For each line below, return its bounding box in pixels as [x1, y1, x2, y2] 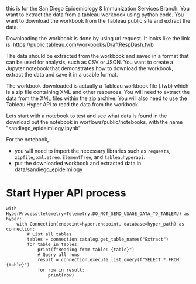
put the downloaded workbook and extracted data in [14, 160, 142, 167]
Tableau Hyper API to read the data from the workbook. [6, 101, 140, 108]
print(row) [47, 272, 75, 278]
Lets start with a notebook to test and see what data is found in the [6, 112, 167, 119]
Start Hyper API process [6, 186, 126, 200]
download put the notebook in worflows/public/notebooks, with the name [6, 119, 183, 125]
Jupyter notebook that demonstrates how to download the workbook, [6, 65, 174, 72]
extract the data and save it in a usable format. [6, 71, 118, 78]
